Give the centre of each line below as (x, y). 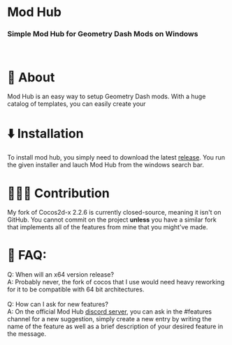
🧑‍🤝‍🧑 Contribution (58, 193)
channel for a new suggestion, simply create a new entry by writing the (109, 319)
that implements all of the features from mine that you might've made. (108, 227)
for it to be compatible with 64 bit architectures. (76, 289)
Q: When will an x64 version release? (60, 275)
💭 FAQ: (27, 255)
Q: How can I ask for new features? (58, 305)
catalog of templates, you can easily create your (77, 104)
